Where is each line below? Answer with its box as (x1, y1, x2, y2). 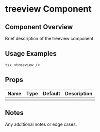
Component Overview (5, 23, 73, 31)
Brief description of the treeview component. (5, 35, 95, 41)
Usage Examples (5, 49, 57, 58)
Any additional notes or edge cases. (5, 121, 77, 127)
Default (43, 90, 61, 97)
